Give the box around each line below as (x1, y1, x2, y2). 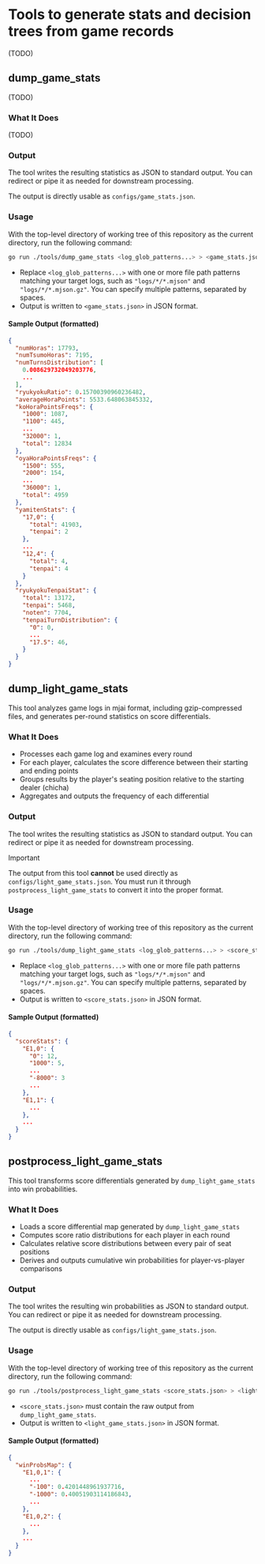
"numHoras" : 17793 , (15, 344, 80, 352)
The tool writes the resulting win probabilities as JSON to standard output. (8, 1301, 249, 1311)
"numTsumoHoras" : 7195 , (15, 351, 93, 359)
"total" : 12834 (22, 439, 73, 448)
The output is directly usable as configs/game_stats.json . (8, 191, 196, 201)
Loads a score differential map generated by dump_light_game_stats (19, 1222, 241, 1232)
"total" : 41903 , (28, 521, 83, 528)
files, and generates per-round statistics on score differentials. (8, 711, 211, 721)
